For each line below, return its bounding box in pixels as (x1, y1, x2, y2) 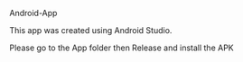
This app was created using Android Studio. (9, 25, 173, 35)
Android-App (9, 8, 58, 18)
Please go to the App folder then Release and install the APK (9, 42, 234, 53)
